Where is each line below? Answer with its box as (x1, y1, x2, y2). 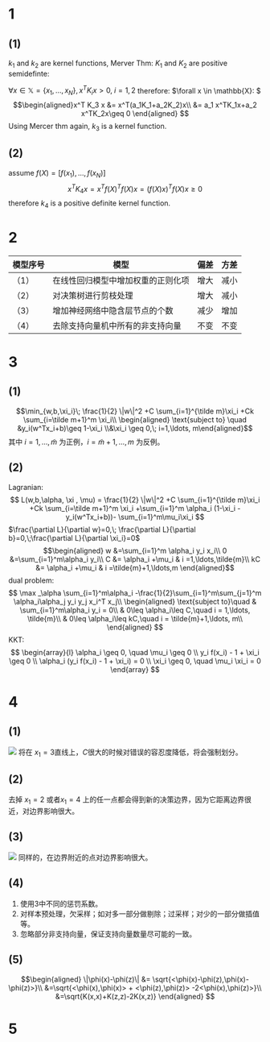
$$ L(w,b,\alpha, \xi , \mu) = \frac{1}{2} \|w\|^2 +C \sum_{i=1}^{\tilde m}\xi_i (10, 495, 260, 504)
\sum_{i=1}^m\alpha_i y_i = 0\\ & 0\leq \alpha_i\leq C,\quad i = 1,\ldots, (19, 605, 251, 615)
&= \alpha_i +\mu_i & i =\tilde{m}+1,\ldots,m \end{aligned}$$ (35, 563, 235, 572)
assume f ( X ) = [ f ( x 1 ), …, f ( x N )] (8, 168, 106, 180)
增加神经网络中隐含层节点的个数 (52, 305, 174, 316)
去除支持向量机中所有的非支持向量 (52, 320, 182, 331)
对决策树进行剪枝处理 (52, 289, 134, 301)
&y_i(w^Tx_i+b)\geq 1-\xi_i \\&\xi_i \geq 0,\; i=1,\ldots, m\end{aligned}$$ (17, 423, 253, 433)
